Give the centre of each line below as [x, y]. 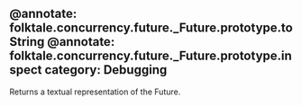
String [27, 42]
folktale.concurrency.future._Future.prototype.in [151, 56]
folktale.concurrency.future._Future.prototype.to [151, 28]
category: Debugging [106, 70]
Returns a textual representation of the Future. [95, 92]
